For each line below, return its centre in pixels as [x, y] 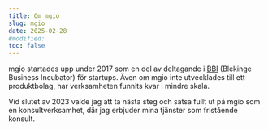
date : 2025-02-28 [38, 31]
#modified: [27, 38]
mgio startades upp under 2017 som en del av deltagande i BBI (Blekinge [130, 69]
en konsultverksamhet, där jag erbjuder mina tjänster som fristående [123, 111]
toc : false [27, 46]
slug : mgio [27, 23]
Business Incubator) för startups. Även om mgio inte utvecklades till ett [127, 78]
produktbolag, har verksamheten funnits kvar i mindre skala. [109, 86]
